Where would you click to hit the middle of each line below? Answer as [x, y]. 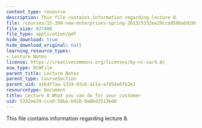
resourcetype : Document [36, 90]
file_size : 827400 [29, 29]
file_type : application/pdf [41, 34]
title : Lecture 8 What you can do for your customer [74, 96]
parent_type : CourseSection [41, 79]
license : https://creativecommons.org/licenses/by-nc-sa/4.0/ [86, 62]
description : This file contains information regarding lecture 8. [93, 17]
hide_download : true [32, 40]
